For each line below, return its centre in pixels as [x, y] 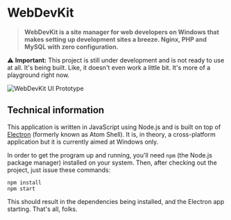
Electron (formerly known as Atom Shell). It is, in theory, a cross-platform [112, 134]
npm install [24, 183]
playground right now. [38, 75]
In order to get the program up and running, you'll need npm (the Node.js [110, 155]
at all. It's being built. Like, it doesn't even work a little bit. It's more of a [109, 67]
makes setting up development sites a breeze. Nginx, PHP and [115, 39]
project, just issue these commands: [59, 170]
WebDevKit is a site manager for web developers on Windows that [122, 32]
